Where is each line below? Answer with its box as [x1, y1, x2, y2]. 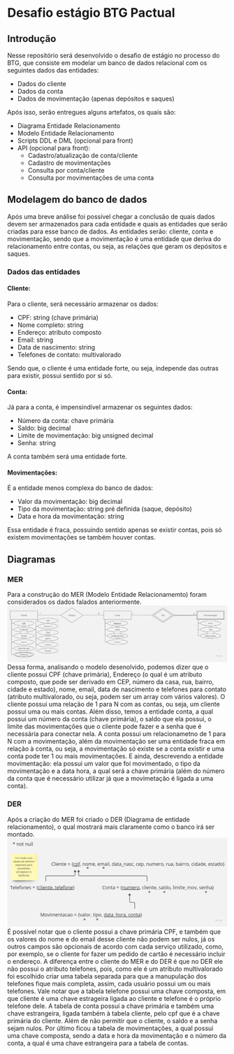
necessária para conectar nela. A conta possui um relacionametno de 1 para [7, 730, 226, 738]
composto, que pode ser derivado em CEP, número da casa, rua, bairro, [7, 678, 214, 686]
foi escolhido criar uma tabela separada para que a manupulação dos [7, 972, 207, 981]
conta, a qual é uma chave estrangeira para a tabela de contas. [7, 1039, 189, 1048]
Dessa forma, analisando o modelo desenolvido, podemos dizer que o [7, 663, 209, 672]
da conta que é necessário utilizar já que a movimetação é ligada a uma [7, 774, 214, 783]
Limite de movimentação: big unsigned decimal [17, 431, 154, 440]
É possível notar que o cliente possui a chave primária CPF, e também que [7, 927, 221, 936]
